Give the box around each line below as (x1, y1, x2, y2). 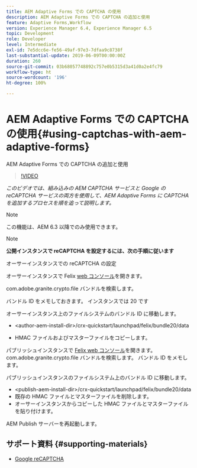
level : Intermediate (6, 42, 57, 48)
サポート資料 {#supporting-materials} (6, 439, 148, 449)
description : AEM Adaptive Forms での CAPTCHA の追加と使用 (6, 14, 150, 20)
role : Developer (6, 36, 46, 42)
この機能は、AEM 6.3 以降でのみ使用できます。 (6, 223, 121, 230)
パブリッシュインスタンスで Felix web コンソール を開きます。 (6, 346, 156, 353)
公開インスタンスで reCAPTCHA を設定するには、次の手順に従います (6, 247, 175, 254)
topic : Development (6, 31, 54, 37)
